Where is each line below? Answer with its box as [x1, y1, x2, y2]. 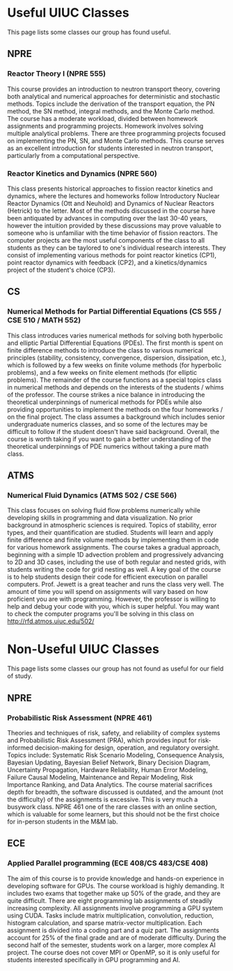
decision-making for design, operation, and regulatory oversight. [34, 743, 220, 752]
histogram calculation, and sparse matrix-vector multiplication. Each [7, 918, 203, 926]
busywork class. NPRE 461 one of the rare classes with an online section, [7, 802, 217, 811]
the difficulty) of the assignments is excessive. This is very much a [7, 795, 198, 803]
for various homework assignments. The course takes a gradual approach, [7, 543, 221, 552]
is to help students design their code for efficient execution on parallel [7, 572, 208, 581]
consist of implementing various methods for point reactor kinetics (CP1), [7, 250, 217, 259]
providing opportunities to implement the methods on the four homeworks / [7, 405, 223, 413]
